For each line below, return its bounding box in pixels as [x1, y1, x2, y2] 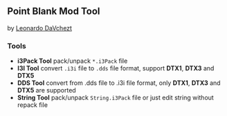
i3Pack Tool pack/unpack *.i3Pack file [17, 57, 128, 65]
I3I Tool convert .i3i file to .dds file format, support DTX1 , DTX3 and [17, 64, 215, 72]
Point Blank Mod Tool [7, 6, 100, 17]
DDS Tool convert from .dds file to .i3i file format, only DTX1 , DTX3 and [17, 79, 221, 87]
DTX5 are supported [17, 86, 76, 95]
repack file [17, 101, 48, 109]
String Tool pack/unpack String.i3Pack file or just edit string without [17, 93, 215, 102]
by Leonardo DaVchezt [7, 23, 73, 32]
